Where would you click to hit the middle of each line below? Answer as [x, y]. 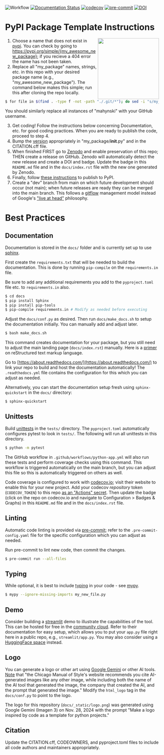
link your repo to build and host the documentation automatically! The [75, 367]
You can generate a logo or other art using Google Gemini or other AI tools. [81, 669]
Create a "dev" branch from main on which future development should [83, 183]
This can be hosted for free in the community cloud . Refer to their [71, 627]
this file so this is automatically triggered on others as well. [64, 472]
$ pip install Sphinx [27, 301]
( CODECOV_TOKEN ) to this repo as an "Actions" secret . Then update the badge [81, 492]
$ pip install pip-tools [30, 305]
